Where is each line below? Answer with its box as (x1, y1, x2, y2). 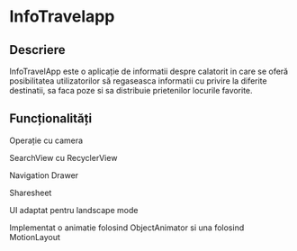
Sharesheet (9, 187, 52, 198)
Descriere (9, 42, 66, 58)
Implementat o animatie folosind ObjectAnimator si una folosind (9, 222, 245, 233)
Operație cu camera (9, 135, 84, 146)
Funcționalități (9, 111, 93, 127)
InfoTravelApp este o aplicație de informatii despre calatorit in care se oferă (9, 66, 289, 76)
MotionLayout (9, 231, 61, 242)
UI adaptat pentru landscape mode (9, 204, 139, 215)
